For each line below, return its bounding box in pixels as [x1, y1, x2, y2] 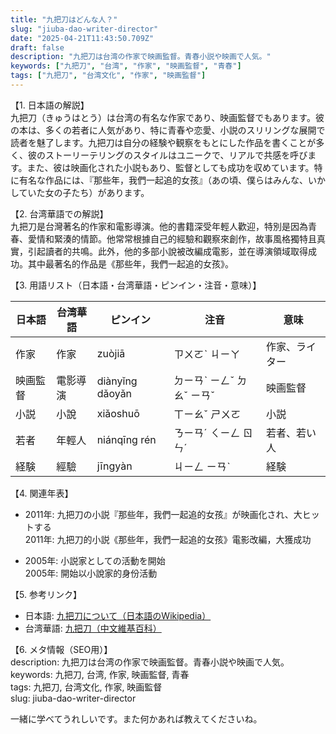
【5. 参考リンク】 [10, 588, 82, 600]
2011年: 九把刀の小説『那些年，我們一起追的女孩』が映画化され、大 [24, 508, 303, 520]
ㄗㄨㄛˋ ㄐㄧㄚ [173, 347, 241, 361]
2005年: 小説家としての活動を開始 [24, 554, 166, 566]
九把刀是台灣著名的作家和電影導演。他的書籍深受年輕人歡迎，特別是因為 [10, 220, 308, 232]
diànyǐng [96, 374, 138, 388]
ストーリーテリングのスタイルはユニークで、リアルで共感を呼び [44, 149, 308, 161]
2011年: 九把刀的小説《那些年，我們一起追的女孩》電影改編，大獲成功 [24, 533, 312, 545]
